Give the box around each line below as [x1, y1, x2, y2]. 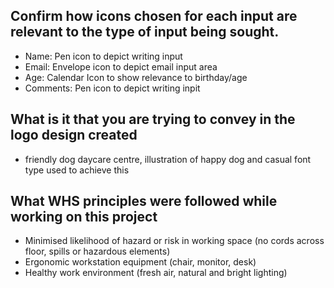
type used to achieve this [24, 164, 130, 176]
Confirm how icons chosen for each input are [10, 8, 298, 25]
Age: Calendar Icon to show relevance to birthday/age [24, 71, 248, 83]
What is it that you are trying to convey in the [10, 111, 296, 128]
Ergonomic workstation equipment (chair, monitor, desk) [24, 256, 257, 268]
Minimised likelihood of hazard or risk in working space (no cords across [24, 235, 325, 247]
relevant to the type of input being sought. [10, 24, 280, 41]
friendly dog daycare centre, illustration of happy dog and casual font [24, 153, 312, 165]
